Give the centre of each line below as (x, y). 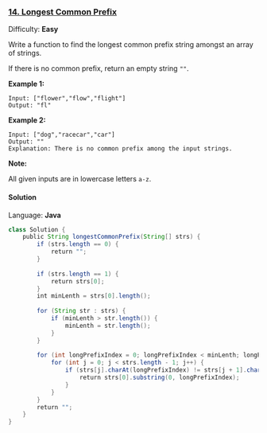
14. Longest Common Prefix (63, 12)
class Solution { (37, 229)
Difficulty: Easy (33, 29)
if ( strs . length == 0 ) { (78, 244)
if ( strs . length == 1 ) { (78, 274)
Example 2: (27, 120)
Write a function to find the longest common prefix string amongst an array (131, 45)
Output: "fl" (30, 106)
